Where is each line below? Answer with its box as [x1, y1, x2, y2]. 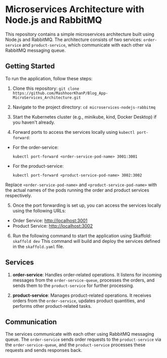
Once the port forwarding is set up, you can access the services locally [12, 202, 161, 208]
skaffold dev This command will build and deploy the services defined [12, 238, 160, 244]
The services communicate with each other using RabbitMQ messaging [5, 331, 154, 337]
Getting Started [5, 62, 55, 70]
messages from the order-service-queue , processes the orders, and [12, 277, 155, 283]
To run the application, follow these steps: [5, 75, 93, 82]
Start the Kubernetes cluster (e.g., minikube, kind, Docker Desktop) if [12, 114, 157, 120]
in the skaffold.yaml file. [12, 243, 64, 249]
